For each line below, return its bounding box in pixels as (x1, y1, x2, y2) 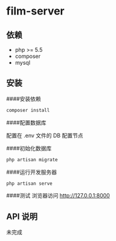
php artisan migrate (6, 156, 59, 162)
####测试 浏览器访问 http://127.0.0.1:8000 (6, 192, 110, 199)
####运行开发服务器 (6, 168, 57, 176)
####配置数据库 (6, 119, 47, 126)
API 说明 (6, 211, 38, 222)
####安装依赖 (6, 95, 41, 102)
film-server (6, 4, 65, 18)
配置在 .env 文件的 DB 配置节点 (6, 132, 83, 139)
